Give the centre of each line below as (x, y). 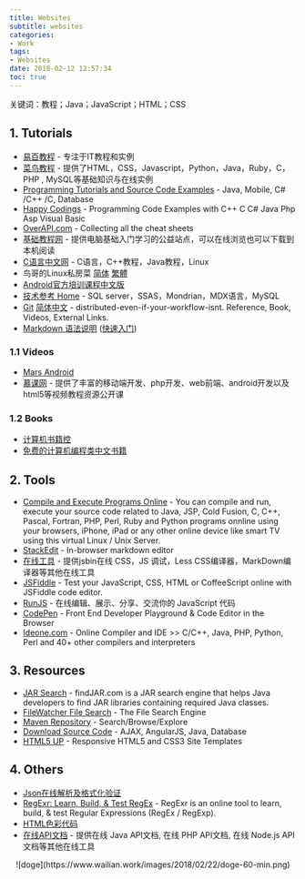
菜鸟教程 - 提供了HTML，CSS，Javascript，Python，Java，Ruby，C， (156, 167)
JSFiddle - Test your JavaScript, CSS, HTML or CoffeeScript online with (157, 582)
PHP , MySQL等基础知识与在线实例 (88, 179)
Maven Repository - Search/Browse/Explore (105, 722)
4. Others (36, 770)
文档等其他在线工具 (59, 846)
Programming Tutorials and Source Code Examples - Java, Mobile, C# (154, 189)
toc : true (28, 77)
